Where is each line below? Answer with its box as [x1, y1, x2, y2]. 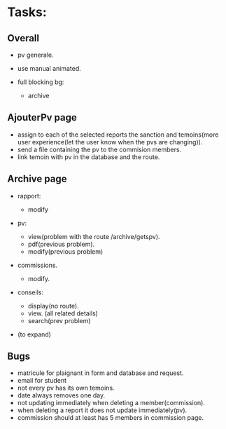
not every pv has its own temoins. [17, 383, 115, 393]
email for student [17, 376, 67, 385]
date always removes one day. [17, 391, 106, 400]
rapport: [17, 191, 41, 200]
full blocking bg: [17, 78, 64, 86]
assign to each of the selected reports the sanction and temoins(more [17, 130, 219, 139]
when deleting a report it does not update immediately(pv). [17, 406, 188, 414]
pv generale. [17, 50, 54, 59]
